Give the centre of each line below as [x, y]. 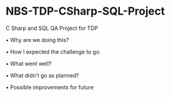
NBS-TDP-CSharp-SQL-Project [85, 11]
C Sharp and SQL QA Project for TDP [52, 28]
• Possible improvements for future [50, 87]
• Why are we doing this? [37, 40]
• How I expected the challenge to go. [53, 52]
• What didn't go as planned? [43, 75]
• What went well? [29, 63]
